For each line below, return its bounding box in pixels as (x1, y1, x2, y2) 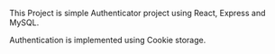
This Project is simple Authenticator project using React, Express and (9, 8, 266, 18)
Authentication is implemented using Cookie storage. (9, 35, 206, 45)
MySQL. (9, 17, 40, 28)
